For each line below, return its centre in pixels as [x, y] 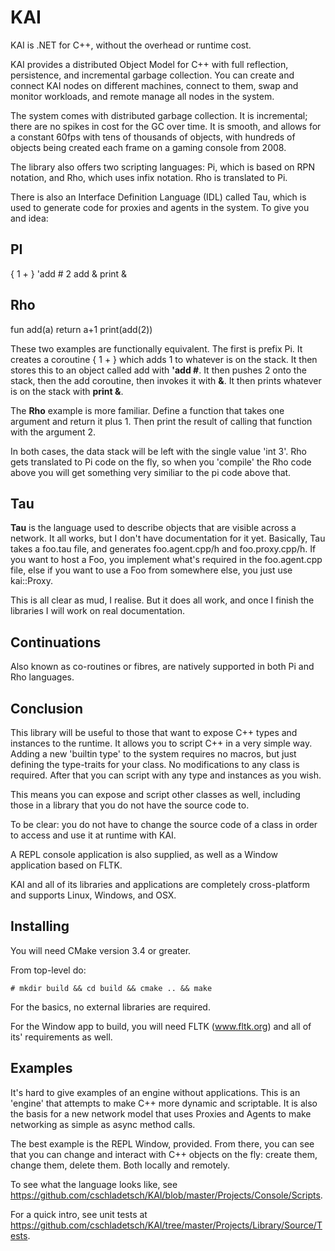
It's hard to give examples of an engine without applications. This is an [155, 1092]
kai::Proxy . [32, 581]
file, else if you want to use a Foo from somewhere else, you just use [151, 570]
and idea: [29, 218]
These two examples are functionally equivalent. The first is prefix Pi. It [156, 348]
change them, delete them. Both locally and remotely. [120, 1165]
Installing [40, 926]
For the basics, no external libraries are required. [110, 1007]
